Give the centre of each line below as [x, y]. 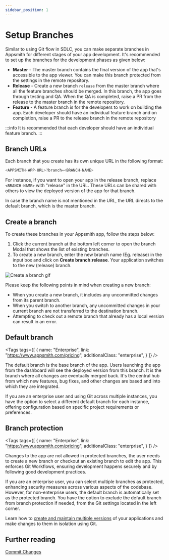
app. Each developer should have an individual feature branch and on [85, 112]
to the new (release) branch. [42, 266]
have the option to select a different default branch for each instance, [77, 401]
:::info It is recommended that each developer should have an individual [79, 127]
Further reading [30, 540]
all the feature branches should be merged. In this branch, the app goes [87, 91]
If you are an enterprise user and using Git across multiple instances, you [81, 396]
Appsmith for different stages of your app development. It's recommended [83, 54]
